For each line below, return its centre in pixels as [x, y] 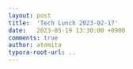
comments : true [33, 38]
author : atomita [35, 45]
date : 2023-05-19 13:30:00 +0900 [67, 30]
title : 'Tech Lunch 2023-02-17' [63, 23]
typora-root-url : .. [42, 52]
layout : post [30, 15]
